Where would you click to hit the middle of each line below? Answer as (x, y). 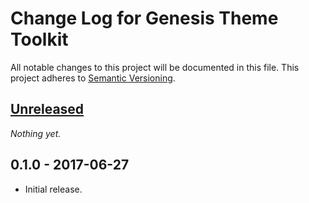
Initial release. (53, 189)
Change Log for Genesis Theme (144, 18)
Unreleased (47, 109)
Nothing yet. (36, 133)
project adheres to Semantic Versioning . (93, 78)
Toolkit (39, 39)
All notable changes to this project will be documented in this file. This (155, 67)
